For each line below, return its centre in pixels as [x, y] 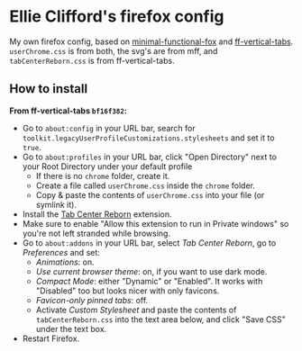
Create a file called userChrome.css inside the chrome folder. [145, 185]
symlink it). [56, 204]
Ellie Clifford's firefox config [117, 17]
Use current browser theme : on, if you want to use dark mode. [151, 271]
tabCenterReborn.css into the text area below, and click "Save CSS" [160, 319]
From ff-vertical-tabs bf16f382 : [69, 111]
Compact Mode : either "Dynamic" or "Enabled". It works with [149, 281]
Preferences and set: [61, 252]
